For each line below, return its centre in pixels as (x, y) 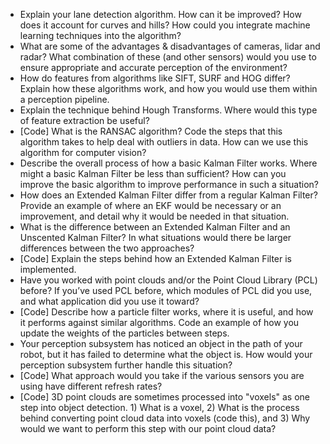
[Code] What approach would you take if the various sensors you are (162, 375)
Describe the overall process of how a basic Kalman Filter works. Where (168, 163)
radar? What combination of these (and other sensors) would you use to (168, 57)
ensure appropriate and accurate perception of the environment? (153, 67)
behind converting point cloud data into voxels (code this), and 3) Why (165, 418)
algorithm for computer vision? (83, 152)
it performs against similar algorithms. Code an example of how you (159, 322)
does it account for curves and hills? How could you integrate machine (165, 25)
